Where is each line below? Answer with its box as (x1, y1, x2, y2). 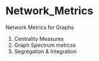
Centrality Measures (14, 35, 64, 42)
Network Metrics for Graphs (5, 24, 74, 31)
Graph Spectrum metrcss (14, 41, 76, 49)
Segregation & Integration (14, 47, 77, 54)
